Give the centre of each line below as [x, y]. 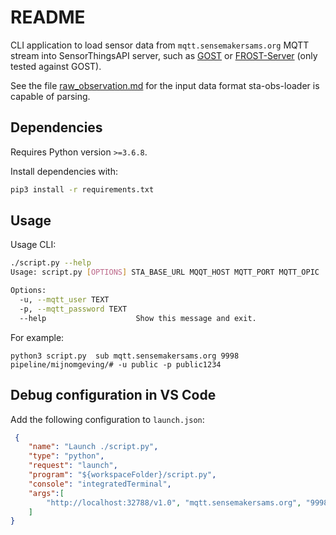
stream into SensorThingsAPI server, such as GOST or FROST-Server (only [164, 55]
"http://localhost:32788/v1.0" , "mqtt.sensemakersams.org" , [174, 502]
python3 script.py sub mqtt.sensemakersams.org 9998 [125, 356]
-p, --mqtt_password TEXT [73, 309]
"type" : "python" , [66, 456]
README [48, 17]
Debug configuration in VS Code [113, 395]
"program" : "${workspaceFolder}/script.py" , [122, 475]
